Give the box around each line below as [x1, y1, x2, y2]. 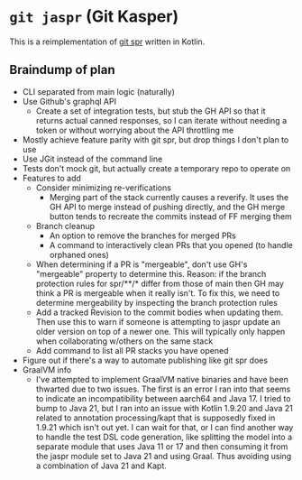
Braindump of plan [9, 62, 115, 78]
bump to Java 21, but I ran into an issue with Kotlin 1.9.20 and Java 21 [35, 402, 293, 413]
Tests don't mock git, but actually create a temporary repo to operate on [22, 162, 291, 173]
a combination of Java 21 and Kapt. [35, 460, 167, 471]
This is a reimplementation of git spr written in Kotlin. [9, 36, 206, 47]
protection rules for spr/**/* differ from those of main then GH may [35, 278, 284, 289]
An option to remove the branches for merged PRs [49, 230, 236, 241]
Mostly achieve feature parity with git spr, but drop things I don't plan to [22, 134, 289, 145]
